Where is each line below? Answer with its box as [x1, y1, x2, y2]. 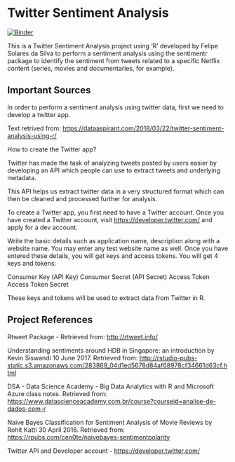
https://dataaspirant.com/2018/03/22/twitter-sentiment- [62, 124, 224, 133]
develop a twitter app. [7, 110, 71, 118]
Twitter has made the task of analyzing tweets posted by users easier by [7, 158, 217, 167]
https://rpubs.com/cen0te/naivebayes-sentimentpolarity [7, 433, 170, 441]
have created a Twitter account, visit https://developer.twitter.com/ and [7, 215, 213, 224]
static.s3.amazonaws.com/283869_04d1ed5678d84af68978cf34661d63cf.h [7, 361, 228, 369]
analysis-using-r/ [7, 131, 58, 140]
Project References [7, 314, 93, 326]
